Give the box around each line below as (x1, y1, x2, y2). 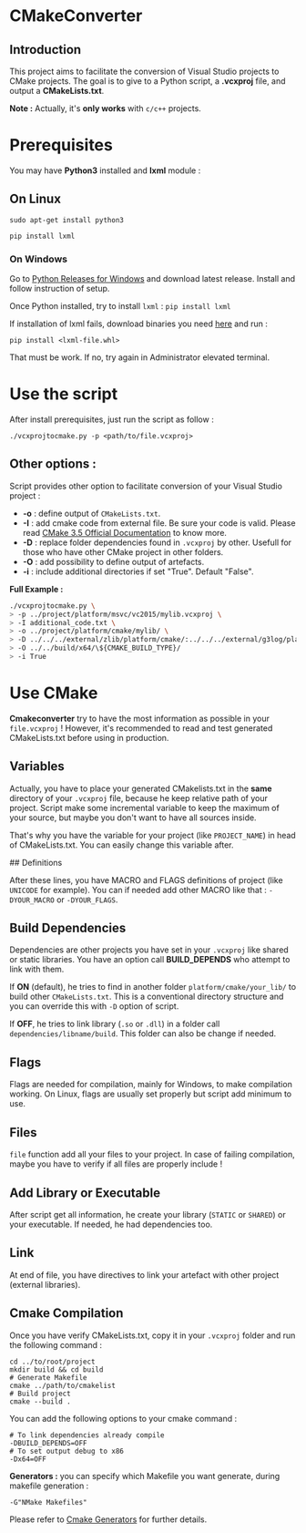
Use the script (9, 384, 118, 405)
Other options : (9, 457, 97, 472)
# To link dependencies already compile (9, 1430, 166, 1440)
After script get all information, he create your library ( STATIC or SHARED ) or (9, 1209, 286, 1219)
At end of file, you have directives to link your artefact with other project (9, 1269, 280, 1281)
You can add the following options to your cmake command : (9, 1413, 238, 1424)
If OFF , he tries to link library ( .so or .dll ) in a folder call (9, 1018, 220, 1030)
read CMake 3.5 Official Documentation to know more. (22, 527, 228, 538)
